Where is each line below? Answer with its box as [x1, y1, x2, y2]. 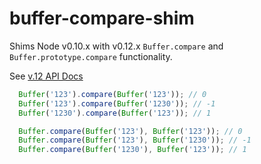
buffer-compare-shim [9, 7, 195, 30]
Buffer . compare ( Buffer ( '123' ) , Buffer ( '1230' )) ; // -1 [18, 135, 252, 146]
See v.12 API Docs [9, 70, 84, 82]
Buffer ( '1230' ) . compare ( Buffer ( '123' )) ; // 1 [18, 108, 212, 118]
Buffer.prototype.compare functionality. [9, 50, 173, 62]
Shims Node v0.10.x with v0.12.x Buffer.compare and [9, 40, 224, 52]
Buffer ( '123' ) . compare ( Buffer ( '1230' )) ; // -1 [18, 98, 216, 109]
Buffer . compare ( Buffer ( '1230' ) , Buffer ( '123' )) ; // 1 [18, 145, 247, 155]
